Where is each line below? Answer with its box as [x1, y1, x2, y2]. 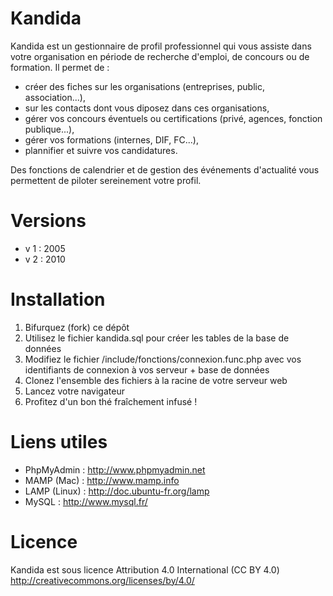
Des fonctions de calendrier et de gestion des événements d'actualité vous [10, 163, 320, 176]
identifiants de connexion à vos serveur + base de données [24, 363, 270, 376]
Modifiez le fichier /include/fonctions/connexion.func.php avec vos [24, 353, 302, 365]
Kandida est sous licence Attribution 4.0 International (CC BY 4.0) [10, 563, 280, 576]
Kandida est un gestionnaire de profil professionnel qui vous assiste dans [10, 40, 312, 52]
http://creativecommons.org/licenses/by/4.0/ [10, 574, 195, 586]
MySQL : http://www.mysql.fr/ [24, 495, 148, 507]
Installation [10, 288, 106, 311]
